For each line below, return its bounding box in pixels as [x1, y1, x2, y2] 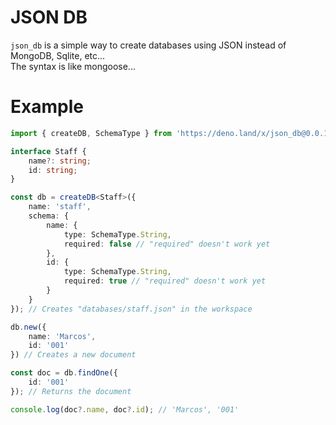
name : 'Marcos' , [28, 331, 97, 341]
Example [10, 96, 84, 118]
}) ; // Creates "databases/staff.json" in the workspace [10, 304, 253, 314]
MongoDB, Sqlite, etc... [10, 49, 106, 61]
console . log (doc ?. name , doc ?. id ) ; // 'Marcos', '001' [10, 404, 240, 415]
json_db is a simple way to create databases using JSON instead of [10, 39, 287, 51]
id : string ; [28, 165, 78, 175]
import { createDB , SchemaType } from [10, 128, 172, 138]
